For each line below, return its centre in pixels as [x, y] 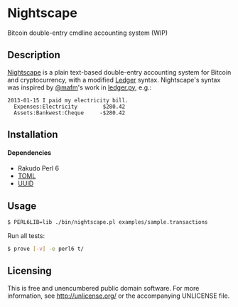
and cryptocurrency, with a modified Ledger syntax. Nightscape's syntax [114, 80]
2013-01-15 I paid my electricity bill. [68, 100]
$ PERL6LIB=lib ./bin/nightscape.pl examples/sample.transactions [108, 222]
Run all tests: [26, 236]
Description [34, 55]
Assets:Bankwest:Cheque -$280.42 [70, 113]
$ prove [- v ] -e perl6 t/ [45, 249]
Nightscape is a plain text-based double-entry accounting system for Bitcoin [119, 72]
